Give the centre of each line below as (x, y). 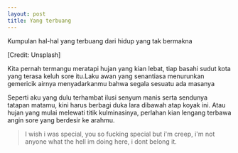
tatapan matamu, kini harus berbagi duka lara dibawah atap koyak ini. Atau (117, 105)
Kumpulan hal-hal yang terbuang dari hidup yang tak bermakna (100, 41)
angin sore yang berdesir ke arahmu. (61, 120)
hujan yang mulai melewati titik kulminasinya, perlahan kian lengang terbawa (119, 112)
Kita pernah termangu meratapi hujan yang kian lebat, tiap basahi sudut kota (119, 68)
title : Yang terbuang (39, 21)
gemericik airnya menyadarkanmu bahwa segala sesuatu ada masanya (111, 83)
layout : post (27, 14)
